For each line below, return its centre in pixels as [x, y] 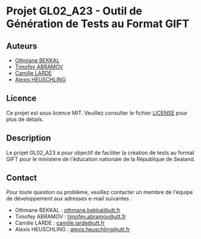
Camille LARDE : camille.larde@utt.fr [60, 223]
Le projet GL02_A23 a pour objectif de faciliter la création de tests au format [100, 153]
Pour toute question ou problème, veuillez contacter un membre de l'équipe [100, 192]
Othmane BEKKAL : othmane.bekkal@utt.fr [68, 210]
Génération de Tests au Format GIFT [98, 24]
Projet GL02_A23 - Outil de [74, 11]
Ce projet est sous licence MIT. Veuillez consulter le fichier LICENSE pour [97, 113]
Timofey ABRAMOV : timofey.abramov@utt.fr [70, 217]
